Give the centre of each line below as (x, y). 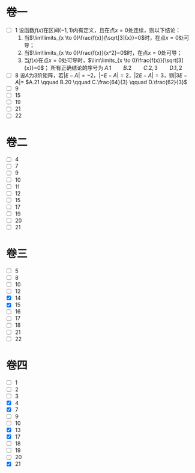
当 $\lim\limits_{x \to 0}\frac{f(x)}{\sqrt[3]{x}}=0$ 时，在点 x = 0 (101, 38)
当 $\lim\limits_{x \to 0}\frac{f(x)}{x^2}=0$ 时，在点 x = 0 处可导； (103, 53)
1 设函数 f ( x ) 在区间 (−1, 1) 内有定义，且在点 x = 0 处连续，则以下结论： (98, 30)
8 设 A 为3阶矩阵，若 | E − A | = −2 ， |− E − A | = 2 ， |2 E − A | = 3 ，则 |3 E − (101, 75)
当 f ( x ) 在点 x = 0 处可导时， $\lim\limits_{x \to (77, 60)
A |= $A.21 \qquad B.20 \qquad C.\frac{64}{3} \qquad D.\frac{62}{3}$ (101, 82)
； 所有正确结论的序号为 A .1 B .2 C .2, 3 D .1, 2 (113, 68)
